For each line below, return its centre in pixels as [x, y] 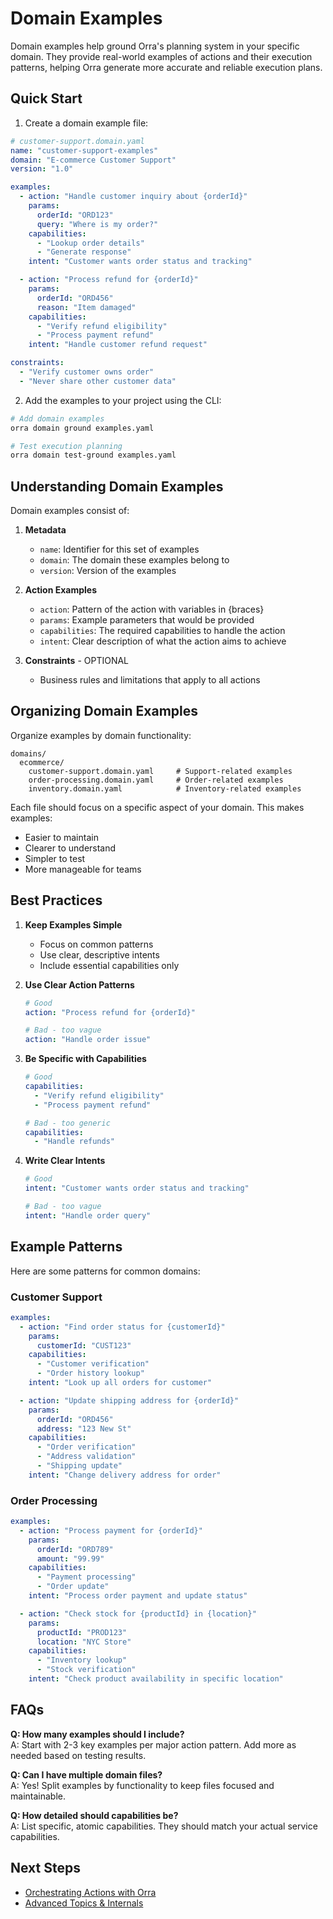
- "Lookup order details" [90, 243]
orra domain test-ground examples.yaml [93, 455]
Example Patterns [66, 1247]
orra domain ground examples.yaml [82, 428]
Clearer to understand [70, 848]
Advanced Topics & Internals [84, 1903]
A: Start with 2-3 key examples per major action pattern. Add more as [153, 1744]
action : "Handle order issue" [88, 1040]
